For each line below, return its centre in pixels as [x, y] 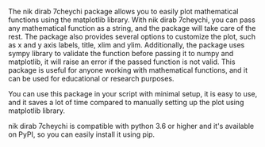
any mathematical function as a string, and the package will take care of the [132, 28]
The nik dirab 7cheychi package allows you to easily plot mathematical [123, 11]
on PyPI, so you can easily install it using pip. [82, 134]
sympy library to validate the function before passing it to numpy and [121, 53]
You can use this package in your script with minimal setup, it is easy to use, [133, 94]
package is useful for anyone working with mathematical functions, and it [128, 70]
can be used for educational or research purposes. [91, 79]
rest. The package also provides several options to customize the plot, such [132, 36]
